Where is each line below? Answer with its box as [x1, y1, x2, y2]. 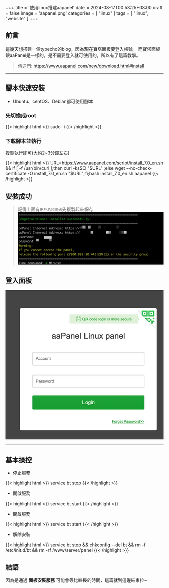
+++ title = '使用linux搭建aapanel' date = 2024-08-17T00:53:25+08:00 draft [5, 5, 163, 10]
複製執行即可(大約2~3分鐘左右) [5, 150, 70, 156]
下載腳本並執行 [5, 137, 42, 144]
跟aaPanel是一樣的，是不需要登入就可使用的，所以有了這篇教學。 [5, 52, 141, 58]
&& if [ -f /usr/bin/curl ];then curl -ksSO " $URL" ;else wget [5, 165, 125, 171]
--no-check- [126, 165, 152, 171]
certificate [5, 171, 27, 177]
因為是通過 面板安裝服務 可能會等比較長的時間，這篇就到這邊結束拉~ [5, 577, 147, 583]
